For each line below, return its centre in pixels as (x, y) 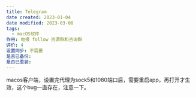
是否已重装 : (19, 62)
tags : (13, 28)
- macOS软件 (26, 34)
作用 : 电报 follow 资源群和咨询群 (44, 40)
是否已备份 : (19, 56)
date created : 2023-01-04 (38, 17)
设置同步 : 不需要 (25, 51)
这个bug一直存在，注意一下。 (53, 87)
